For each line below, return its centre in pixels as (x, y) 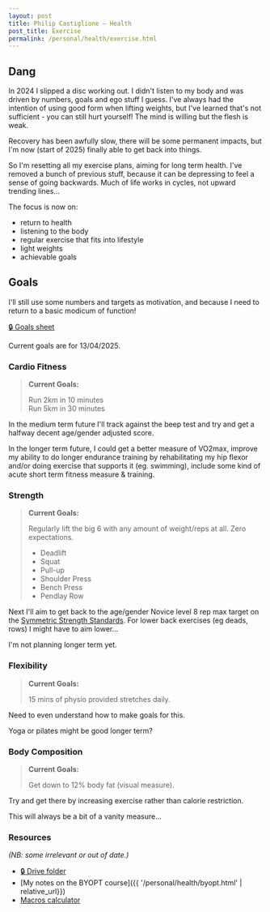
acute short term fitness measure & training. (82, 474)
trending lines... (34, 191)
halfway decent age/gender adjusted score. (81, 433)
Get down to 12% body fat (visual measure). (101, 785)
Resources (30, 837)
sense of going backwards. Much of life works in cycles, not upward (122, 182)
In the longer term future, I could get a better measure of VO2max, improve (133, 449)
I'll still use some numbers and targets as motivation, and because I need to (134, 302)
